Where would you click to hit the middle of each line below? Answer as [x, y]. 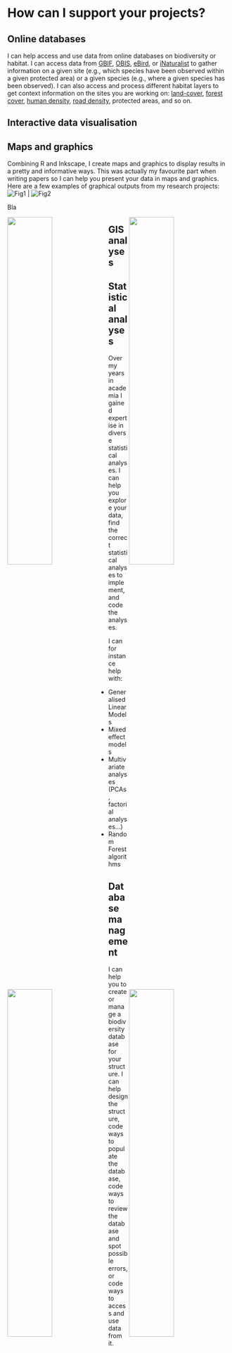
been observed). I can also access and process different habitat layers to [113, 86]
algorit [117, 857]
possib [118, 1254]
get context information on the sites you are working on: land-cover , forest [115, 93]
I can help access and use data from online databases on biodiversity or [112, 56]
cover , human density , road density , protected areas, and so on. [100, 101]
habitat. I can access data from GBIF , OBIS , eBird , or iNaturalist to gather [112, 63]
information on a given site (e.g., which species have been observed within [116, 71]
